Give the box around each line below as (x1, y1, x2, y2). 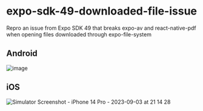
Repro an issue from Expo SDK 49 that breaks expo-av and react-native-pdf (6, 24, 196, 32)
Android (6, 49, 38, 59)
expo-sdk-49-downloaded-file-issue (6, 4, 197, 18)
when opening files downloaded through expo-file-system (6, 30, 151, 38)
